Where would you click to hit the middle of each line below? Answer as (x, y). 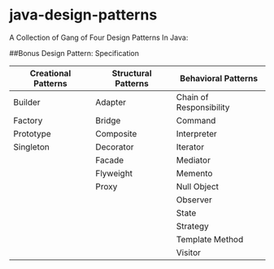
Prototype (32, 133)
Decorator (115, 146)
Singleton (31, 146)
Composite (116, 133)
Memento (194, 173)
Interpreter (197, 133)
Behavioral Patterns (219, 78)
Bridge (108, 120)
